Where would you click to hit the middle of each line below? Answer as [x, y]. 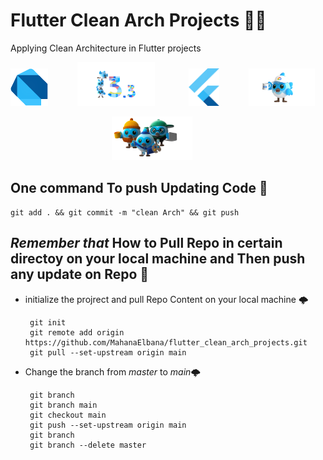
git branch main [63, 405]
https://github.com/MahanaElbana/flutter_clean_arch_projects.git [166, 342]
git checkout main [68, 415]
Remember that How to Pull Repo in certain [146, 243]
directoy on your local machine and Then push [158, 259]
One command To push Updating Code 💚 [139, 188]
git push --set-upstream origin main [108, 425]
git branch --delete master [88, 445]
